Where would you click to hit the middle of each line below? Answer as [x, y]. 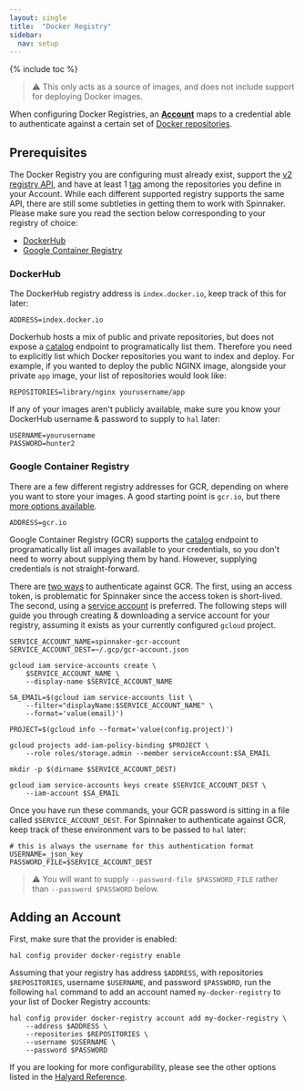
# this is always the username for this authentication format [132, 846]
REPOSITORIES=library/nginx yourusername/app [97, 393]
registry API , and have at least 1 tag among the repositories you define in [146, 184]
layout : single [38, 18]
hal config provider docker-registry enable [95, 956]
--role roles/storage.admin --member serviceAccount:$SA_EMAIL [148, 753]
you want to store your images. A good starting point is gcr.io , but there [145, 496]
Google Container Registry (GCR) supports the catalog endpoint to [134, 540]
